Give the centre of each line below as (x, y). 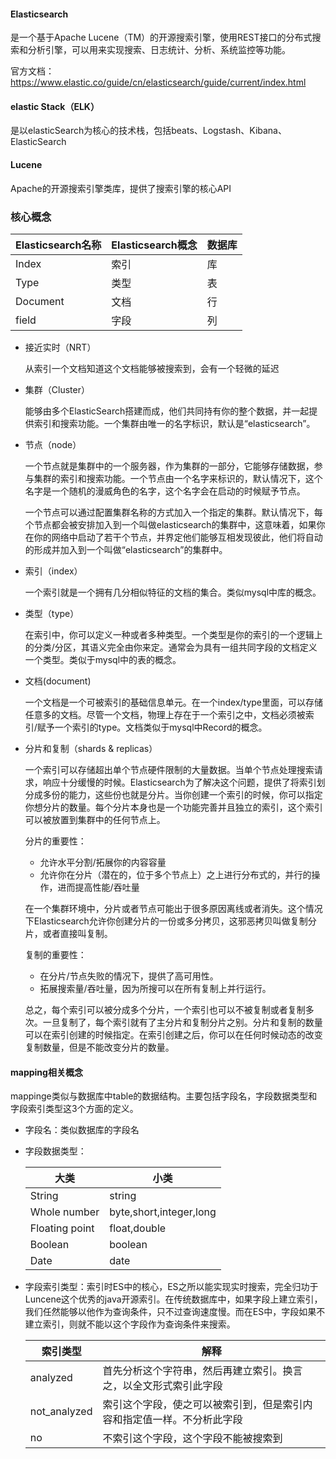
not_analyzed (61, 1412)
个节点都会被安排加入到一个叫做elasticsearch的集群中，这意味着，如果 (170, 524)
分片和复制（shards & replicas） (91, 748)
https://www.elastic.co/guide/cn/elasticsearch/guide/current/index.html (158, 82)
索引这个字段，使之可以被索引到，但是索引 (202, 1405)
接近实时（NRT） (60, 347)
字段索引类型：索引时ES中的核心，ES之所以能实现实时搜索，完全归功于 (171, 1287)
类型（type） (52, 613)
